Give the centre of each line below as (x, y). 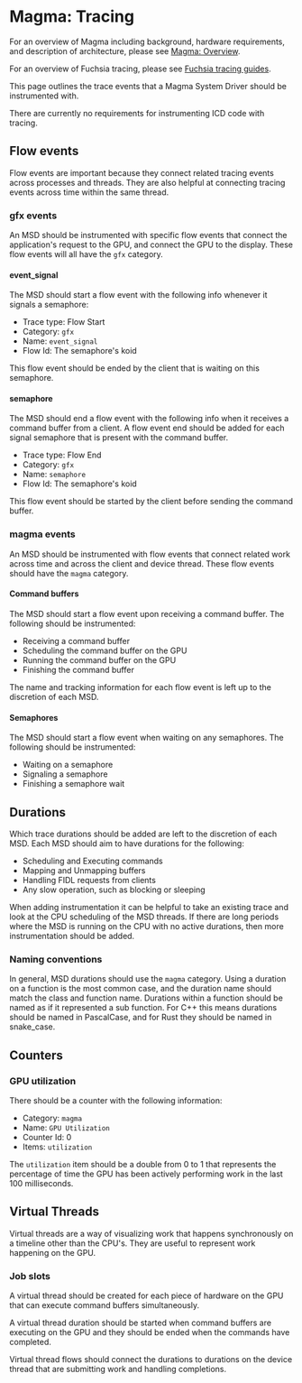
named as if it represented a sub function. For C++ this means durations (143, 1008)
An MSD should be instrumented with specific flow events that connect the (148, 235)
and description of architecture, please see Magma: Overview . (125, 51)
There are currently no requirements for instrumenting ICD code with (137, 113)
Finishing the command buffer (78, 669)
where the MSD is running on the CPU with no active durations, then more (146, 926)
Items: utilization (57, 1147)
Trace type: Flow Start (64, 322)
